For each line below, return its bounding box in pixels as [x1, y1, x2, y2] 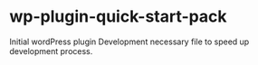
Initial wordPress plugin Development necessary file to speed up [9, 36, 250, 47]
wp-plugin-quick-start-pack [9, 6, 227, 27]
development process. [9, 45, 93, 56]
